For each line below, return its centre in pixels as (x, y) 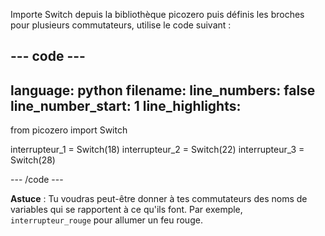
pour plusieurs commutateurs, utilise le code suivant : (121, 25)
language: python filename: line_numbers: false (163, 90)
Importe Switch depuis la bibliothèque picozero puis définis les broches (157, 14)
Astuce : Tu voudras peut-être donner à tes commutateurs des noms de (159, 199)
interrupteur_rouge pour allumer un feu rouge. (106, 220)
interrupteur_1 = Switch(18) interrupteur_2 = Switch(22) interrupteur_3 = (157, 150)
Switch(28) (33, 160)
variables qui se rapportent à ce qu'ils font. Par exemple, (126, 210)
